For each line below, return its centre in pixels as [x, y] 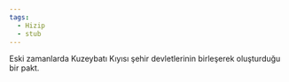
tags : [19, 17]
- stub [29, 34]
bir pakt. [24, 68]
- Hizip [31, 26]
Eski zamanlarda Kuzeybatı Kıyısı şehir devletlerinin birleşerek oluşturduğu [145, 59]
